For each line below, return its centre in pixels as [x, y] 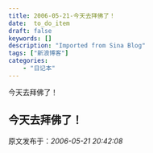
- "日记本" [39, 68]
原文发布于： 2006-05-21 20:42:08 [66, 141]
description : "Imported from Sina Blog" [77, 46]
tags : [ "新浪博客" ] [39, 53]
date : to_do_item [39, 23]
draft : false [30, 31]
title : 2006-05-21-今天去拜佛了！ [62, 16]
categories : [28, 61]
